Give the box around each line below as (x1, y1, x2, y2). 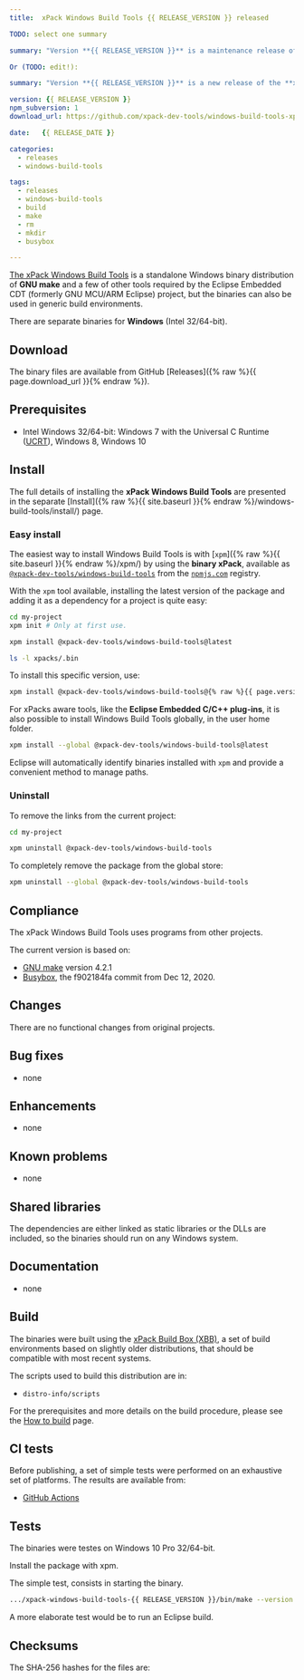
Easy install (9, 527, 62, 540)
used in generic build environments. (9, 298, 143, 309)
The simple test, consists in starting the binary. (9, 1578, 184, 1588)
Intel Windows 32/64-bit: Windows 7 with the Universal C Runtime (22, 426, 270, 437)
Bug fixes (9, 1048, 64, 1064)
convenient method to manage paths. (9, 767, 149, 777)
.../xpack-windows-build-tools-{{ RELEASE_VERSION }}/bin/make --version (9, 1596, 294, 1605)
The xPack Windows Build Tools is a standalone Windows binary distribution (9, 269, 294, 281)
